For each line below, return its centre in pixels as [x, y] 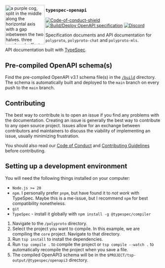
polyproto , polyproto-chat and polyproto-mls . [92, 40]
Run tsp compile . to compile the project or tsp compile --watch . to [83, 244]
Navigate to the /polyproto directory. [50, 223]
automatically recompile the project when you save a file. [70, 249]
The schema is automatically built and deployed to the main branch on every [82, 83]
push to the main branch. [30, 88]
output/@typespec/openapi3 [40, 260]
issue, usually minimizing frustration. [42, 136]
